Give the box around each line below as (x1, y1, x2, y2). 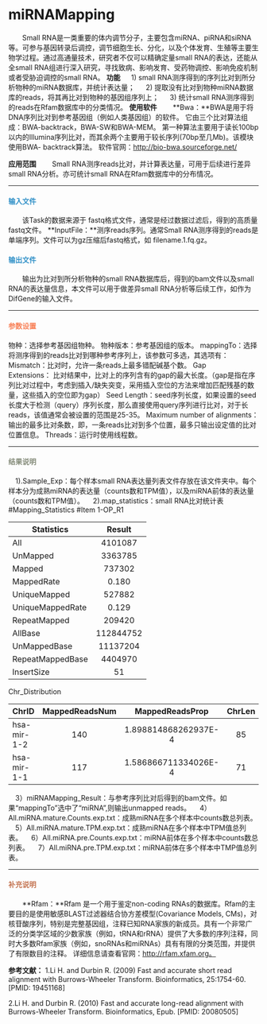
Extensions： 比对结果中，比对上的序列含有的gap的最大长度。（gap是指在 (8, 370, 249, 379)
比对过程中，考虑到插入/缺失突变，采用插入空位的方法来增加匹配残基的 (14, 380, 248, 390)
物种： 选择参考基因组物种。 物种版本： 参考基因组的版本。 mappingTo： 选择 (8, 340, 258, 350)
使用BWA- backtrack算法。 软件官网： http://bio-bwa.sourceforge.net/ (8, 142, 238, 152)
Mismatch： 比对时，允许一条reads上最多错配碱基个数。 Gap (8, 360, 207, 370)
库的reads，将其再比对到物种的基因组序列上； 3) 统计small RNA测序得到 (8, 92, 254, 102)
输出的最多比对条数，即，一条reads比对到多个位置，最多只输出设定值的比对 (8, 420, 257, 429)
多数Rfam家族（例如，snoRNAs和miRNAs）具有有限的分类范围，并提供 (21, 938, 256, 948)
